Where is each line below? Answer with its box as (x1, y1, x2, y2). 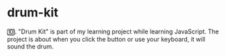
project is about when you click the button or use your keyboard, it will (7, 35, 205, 43)
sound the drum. (7, 42, 54, 51)
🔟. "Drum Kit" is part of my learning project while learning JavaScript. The (7, 27, 219, 36)
